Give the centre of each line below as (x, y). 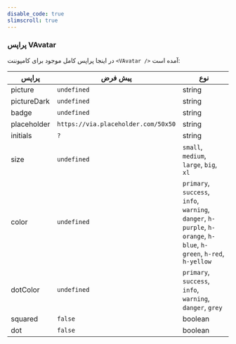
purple (194, 227)
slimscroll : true (33, 20)
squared (25, 319)
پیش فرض (116, 78)
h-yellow (197, 261)
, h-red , (212, 253)
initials (21, 135)
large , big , (200, 164)
